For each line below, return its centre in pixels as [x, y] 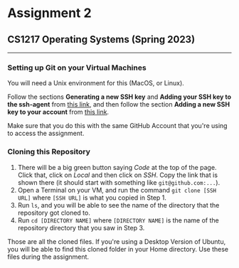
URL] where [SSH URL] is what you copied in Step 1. [92, 198]
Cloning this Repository [49, 152]
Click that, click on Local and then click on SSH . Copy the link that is [118, 175]
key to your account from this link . [58, 112]
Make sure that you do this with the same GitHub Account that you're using [117, 126]
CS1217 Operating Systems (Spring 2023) [101, 39]
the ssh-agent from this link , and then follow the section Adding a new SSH [118, 104]
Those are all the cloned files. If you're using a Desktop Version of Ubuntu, [117, 241]
